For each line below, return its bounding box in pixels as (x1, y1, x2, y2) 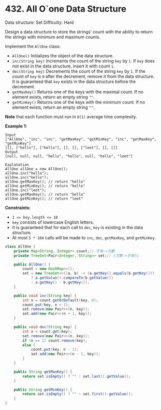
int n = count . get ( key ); (22, 329, 73, 334)
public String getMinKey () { (14, 387, 73, 392)
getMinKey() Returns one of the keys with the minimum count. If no (12, 99, 145, 105)
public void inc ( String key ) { (14, 293, 77, 298)
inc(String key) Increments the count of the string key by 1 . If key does (12, 58, 155, 64)
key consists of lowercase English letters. (12, 219, 94, 225)
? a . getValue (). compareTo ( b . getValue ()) (30, 276, 114, 280)
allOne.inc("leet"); (5, 188, 47, 193)
